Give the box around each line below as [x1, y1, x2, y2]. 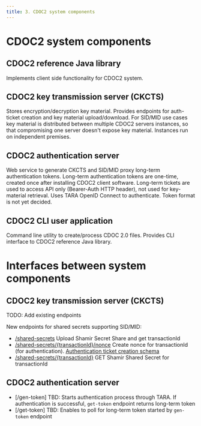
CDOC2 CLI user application [6, 215, 113, 226]
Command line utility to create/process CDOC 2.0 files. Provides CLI [6, 232, 175, 239]
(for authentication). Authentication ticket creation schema [14, 347, 160, 355]
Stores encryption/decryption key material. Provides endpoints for [6, 107, 170, 115]
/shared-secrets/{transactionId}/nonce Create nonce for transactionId [14, 341, 188, 349]
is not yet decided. [6, 199, 52, 206]
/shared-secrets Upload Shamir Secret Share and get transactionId [14, 335, 181, 342]
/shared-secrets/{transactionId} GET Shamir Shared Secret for [14, 354, 170, 361]
